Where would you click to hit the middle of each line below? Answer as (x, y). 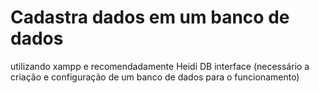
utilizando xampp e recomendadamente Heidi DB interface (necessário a (160, 66)
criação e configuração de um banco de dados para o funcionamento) (155, 77)
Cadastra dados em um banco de (150, 17)
